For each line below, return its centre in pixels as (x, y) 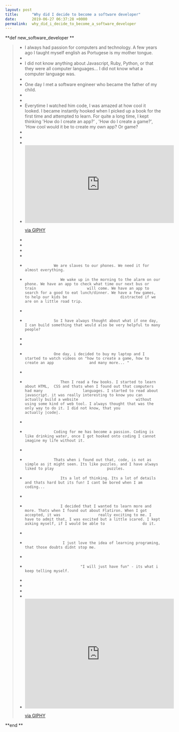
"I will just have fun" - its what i (119, 567)
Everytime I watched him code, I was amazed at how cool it (85, 106)
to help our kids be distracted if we (90, 297)
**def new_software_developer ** (40, 38)
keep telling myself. (47, 571)
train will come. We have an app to (87, 289)
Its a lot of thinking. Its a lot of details (108, 479)
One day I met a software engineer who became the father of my (91, 85)
